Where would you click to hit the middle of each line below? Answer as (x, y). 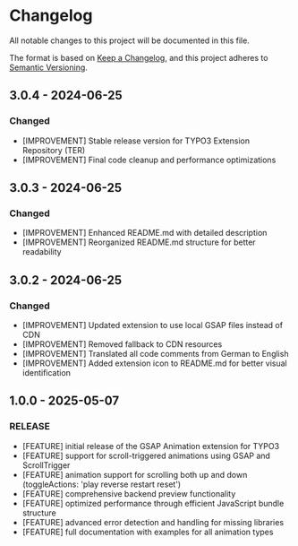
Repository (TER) (54, 150)
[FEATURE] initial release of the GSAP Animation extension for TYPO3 (151, 446)
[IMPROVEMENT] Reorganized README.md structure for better (139, 242)
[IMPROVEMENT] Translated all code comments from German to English (155, 354)
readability (42, 252)
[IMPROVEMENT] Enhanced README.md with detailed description (145, 233)
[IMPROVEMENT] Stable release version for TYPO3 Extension (136, 141)
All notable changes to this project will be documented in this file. (130, 40)
